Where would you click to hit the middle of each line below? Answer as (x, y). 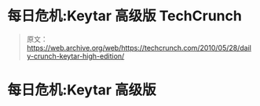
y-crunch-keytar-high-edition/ (75, 56)
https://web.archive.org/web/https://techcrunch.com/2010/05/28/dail (139, 48)
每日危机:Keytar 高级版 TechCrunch (125, 16)
